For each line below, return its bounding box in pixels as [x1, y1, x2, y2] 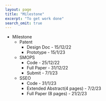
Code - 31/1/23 [26, 81, 57, 86]
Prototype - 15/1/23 [26, 50, 66, 55]
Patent [19, 39, 33, 45]
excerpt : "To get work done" [5, 16, 64, 21]
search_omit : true [5, 20, 42, 26]
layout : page [5, 7, 32, 12]
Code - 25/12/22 [26, 60, 60, 66]
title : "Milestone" [5, 12, 45, 17]
